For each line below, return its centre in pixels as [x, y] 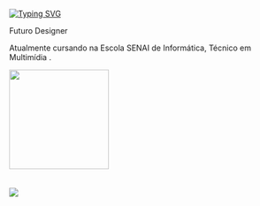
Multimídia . [30, 57]
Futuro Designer [38, 31]
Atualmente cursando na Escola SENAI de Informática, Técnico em [130, 48]
